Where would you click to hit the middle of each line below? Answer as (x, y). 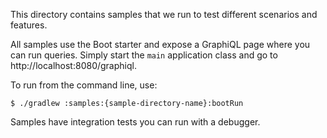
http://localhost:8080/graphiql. (73, 65)
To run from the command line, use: (84, 85)
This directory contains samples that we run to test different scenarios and (164, 14)
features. (29, 25)
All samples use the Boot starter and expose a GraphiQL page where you (160, 44)
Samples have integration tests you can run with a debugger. (135, 122)
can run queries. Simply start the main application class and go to (144, 55)
